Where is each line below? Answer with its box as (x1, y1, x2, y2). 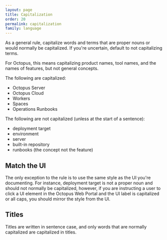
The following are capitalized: (5, 75, 66, 81)
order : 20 (5, 17, 26, 22)
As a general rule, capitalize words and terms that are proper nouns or (5, 40, 150, 46)
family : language (5, 26, 42, 31)
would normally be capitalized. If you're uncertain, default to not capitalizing (5, 45, 162, 51)
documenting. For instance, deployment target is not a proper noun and (5, 180, 153, 186)
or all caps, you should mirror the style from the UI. (5, 196, 110, 202)
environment (12, 131, 39, 137)
